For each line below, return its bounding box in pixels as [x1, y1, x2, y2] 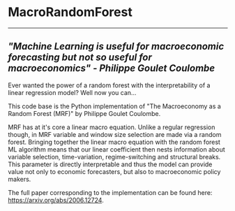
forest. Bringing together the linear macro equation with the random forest [8, 138, 220, 146]
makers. [8, 175, 31, 183]
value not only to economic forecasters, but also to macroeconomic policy [8, 167, 221, 175]
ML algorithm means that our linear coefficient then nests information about [8, 145, 225, 154]
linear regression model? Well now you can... [8, 88, 137, 96]
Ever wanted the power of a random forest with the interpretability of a [8, 81, 211, 89]
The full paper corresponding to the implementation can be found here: [8, 188, 213, 196]
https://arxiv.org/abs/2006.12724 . [8, 196, 104, 204]
